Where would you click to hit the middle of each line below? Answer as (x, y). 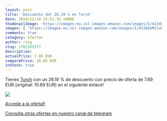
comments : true (21, 33)
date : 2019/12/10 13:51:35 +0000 (40, 19)
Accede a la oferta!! (25, 104)
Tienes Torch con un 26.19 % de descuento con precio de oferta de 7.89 (79, 80)
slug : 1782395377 (23, 47)
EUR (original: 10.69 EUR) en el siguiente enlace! (55, 85)
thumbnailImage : (22, 24)
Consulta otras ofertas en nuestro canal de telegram (59, 114)
